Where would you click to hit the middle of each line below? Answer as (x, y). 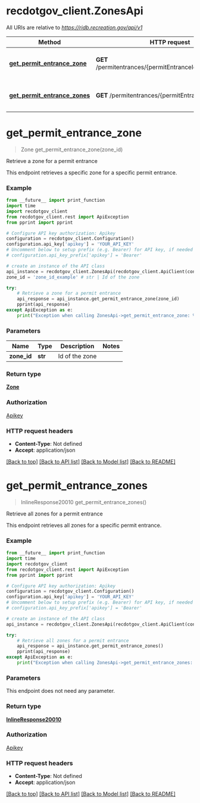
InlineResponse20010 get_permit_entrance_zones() (84, 502)
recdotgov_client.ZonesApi (75, 11)
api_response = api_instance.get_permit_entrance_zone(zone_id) (98, 299)
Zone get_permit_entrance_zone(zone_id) (72, 149)
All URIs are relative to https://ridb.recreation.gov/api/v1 (74, 27)
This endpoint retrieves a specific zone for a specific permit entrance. (92, 172)
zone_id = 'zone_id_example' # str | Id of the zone (73, 277)
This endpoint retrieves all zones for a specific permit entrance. (84, 525)
